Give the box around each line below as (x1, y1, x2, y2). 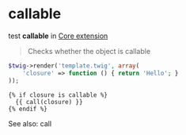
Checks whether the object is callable (27, 46, 151, 56)
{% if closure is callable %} (8, 91, 108, 99)
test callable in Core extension (8, 31, 108, 40)
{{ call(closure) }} (15, 98, 83, 106)
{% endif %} (8, 105, 47, 113)
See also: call (8, 118, 52, 128)
